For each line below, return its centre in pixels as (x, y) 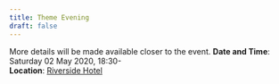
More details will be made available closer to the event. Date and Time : (139, 51)
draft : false (33, 26)
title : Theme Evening (49, 17)
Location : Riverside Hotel (56, 70)
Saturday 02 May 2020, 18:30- (66, 61)
